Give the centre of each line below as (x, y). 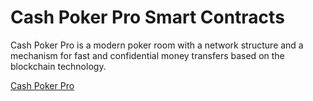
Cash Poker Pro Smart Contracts (147, 17)
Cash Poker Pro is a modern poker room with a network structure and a (157, 45)
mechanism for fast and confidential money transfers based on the (147, 55)
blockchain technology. (58, 66)
